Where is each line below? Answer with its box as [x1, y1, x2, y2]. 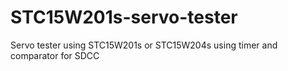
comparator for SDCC [10, 49, 100, 61]
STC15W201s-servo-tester [10, 6, 238, 29]
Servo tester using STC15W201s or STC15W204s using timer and [10, 39, 278, 51]
